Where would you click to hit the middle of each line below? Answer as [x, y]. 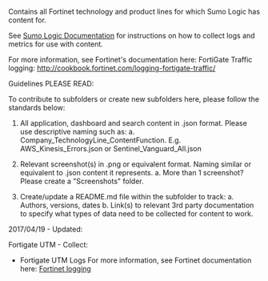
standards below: [37, 108]
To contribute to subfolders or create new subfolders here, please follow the [134, 99]
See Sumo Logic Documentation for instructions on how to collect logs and [132, 36]
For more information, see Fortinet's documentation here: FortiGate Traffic [130, 60]
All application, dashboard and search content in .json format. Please [134, 123]
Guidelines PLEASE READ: [51, 84]
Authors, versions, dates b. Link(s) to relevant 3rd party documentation [137, 205]
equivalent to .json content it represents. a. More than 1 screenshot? [132, 173]
